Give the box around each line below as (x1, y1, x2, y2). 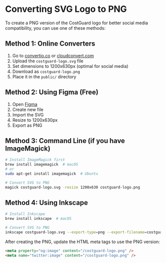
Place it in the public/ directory (12, 73, 77, 80)
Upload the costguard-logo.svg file (12, 58, 83, 64)
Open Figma (12, 101, 38, 107)
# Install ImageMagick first (5, 158, 65, 162)
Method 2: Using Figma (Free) (5, 88, 99, 97)
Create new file (12, 106, 43, 112)
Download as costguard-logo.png (12, 68, 81, 74)
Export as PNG (12, 122, 42, 128)
